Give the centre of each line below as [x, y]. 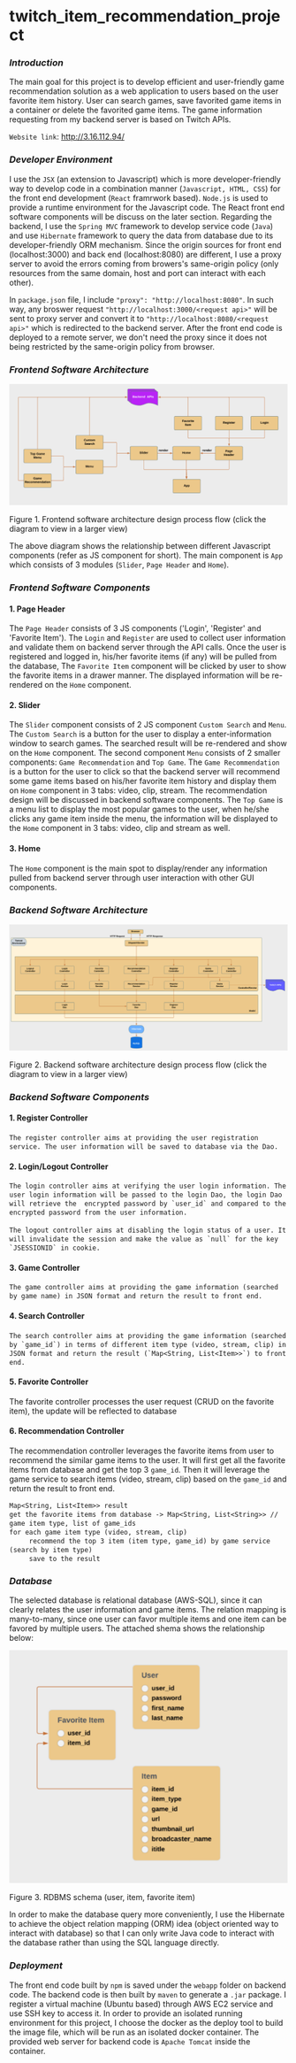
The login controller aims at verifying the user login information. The [148, 1186]
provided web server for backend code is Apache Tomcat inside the [130, 2041]
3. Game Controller [45, 1267]
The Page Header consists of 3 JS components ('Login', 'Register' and [135, 628]
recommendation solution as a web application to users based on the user [144, 91]
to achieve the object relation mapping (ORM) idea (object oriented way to [144, 1924]
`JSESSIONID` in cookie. [55, 1248]
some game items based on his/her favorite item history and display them [143, 781]
